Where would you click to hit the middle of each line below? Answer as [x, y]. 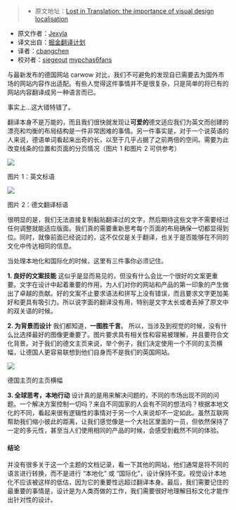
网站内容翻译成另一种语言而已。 [53, 92]
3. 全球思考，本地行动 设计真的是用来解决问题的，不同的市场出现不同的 [110, 395]
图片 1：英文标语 [31, 176]
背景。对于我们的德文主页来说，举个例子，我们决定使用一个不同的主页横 [118, 343]
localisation [52, 19]
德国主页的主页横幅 [35, 380]
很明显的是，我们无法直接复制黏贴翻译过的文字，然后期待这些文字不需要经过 [118, 220]
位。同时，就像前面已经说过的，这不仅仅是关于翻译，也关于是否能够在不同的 [118, 237]
